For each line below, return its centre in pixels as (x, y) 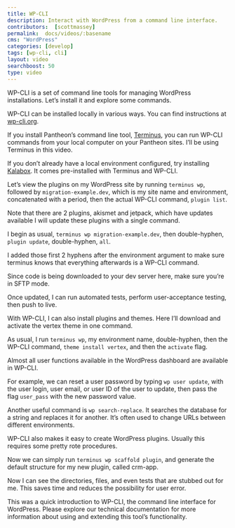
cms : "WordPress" (33, 40)
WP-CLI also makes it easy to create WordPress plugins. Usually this (106, 438)
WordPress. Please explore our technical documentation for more (102, 509)
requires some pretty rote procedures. (62, 446)
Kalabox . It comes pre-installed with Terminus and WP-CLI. (93, 171)
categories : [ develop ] (40, 46)
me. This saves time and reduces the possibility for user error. (97, 488)
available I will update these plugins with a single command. (94, 220)
